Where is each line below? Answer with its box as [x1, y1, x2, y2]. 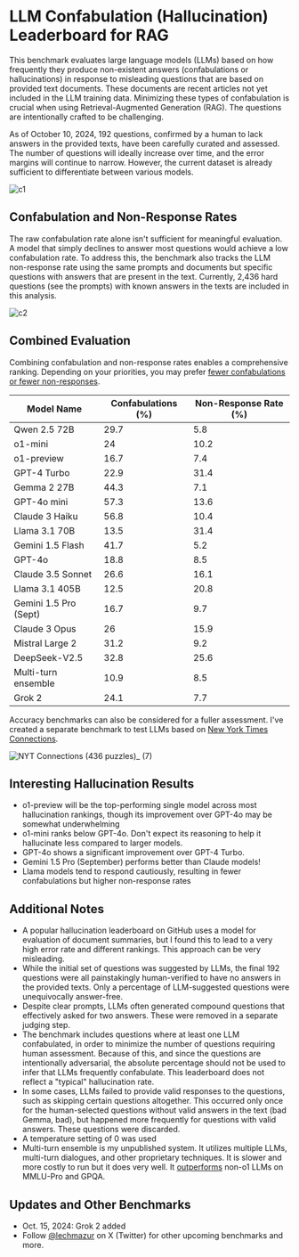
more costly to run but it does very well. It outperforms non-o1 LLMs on [21, 1162, 284, 1172]
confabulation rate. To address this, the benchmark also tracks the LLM [9, 252, 271, 263]
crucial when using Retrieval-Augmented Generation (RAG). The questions [9, 102, 282, 112]
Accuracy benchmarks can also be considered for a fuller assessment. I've [9, 714, 284, 725]
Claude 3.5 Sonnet [13, 567, 93, 580]
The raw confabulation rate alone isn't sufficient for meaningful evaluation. [9, 233, 283, 244]
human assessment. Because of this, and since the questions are [21, 1049, 261, 1059]
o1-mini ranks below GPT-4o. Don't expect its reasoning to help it [21, 828, 262, 839]
